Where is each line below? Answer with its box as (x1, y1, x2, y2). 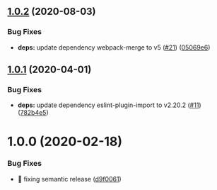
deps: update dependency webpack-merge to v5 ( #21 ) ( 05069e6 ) (17, 43, 211, 52)
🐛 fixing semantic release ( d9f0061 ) (17, 174, 122, 183)
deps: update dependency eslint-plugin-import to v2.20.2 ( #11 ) (17, 101, 201, 109)
